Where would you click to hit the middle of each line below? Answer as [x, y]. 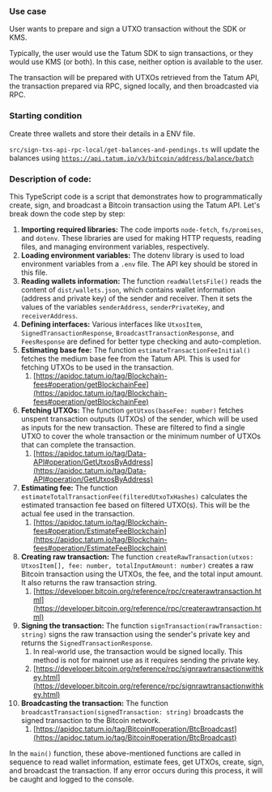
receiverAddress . [49, 315]
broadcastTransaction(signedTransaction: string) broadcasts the [132, 712]
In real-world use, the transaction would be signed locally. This [138, 651]
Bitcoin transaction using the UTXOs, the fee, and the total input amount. [142, 574]
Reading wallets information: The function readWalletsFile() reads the [141, 280]
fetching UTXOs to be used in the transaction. [97, 367]
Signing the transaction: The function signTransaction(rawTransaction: [142, 625]
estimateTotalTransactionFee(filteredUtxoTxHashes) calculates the [134, 496]
